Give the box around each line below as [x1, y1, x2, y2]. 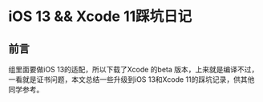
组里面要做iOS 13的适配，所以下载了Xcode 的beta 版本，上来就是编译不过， [8, 65, 259, 74]
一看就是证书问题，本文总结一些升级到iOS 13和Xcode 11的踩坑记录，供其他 [8, 75, 255, 84]
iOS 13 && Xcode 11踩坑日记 [8, 7, 192, 26]
